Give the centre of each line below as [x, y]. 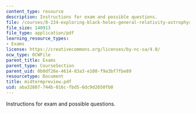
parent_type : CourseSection [40, 66]
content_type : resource [35, 11]
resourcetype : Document [35, 76]
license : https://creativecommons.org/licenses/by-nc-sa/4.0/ [83, 50]
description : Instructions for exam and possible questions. [82, 17]
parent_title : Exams [31, 60]
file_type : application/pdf [40, 33]
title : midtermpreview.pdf [39, 82]
